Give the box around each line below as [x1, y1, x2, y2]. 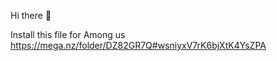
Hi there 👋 [10, 10, 52, 21]
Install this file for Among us [10, 29, 126, 40]
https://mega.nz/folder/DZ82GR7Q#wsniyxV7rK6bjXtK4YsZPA [10, 40, 267, 51]
